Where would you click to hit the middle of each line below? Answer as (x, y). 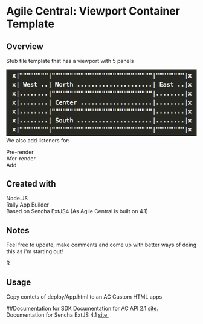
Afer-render (21, 158)
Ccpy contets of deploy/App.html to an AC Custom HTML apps (84, 296)
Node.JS (17, 199)
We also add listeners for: (38, 140)
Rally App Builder (28, 205)
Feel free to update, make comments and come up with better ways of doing (101, 245)
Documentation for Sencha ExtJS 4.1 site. (57, 315)
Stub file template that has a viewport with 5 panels (70, 61)
